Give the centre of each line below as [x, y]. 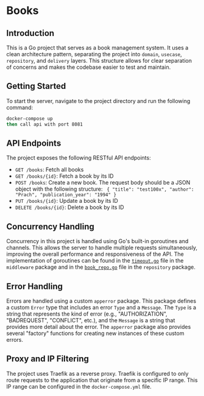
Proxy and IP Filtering [48, 359]
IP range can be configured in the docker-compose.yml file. [79, 386]
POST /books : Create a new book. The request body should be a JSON [103, 183]
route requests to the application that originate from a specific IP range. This [102, 380]
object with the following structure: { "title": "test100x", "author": [104, 189]
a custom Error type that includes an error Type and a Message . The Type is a [101, 307]
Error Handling [34, 286]
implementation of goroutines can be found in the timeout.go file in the [95, 261]
